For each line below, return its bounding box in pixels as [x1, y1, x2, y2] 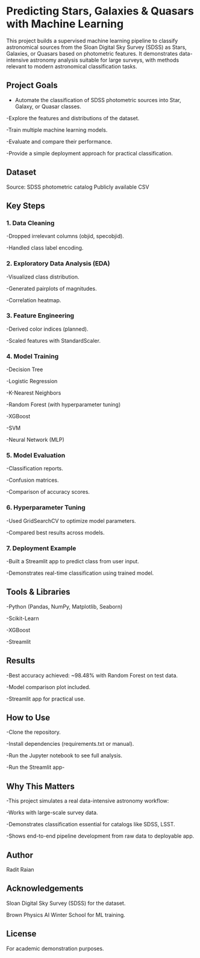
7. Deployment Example [6, 544, 77, 552]
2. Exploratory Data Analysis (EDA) [6, 259, 110, 268]
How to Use [6, 713, 51, 723]
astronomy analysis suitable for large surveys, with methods [30, 56, 180, 63]
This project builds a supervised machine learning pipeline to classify [6, 37, 178, 44]
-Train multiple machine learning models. [6, 126, 108, 134]
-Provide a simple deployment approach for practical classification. [6, 149, 173, 157]
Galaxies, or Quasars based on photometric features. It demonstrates [6, 50, 178, 57]
